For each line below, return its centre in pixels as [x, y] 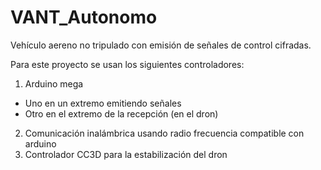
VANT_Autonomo [84, 17]
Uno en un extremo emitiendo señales [103, 103]
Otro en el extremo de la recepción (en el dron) [121, 113]
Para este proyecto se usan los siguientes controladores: [127, 64]
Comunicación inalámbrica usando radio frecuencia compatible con [164, 133]
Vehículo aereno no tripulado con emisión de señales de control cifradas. [161, 45]
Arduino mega [54, 83]
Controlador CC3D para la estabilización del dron [126, 154]
